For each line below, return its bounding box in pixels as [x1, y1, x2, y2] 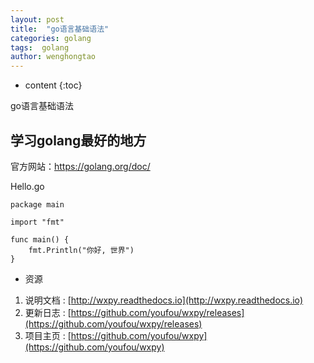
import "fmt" [10, 217, 65, 227]
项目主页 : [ [24, 329, 72, 341]
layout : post [10, 14, 65, 25]
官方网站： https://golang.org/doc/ [10, 160, 151, 172]
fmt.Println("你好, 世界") [28, 245, 135, 255]
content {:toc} [24, 79, 83, 91]
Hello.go [10, 180, 45, 192]
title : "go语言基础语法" [10, 24, 110, 34]
